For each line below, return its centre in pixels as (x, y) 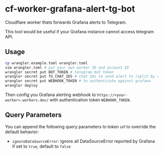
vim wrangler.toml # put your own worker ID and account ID (67, 68)
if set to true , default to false (41, 146)
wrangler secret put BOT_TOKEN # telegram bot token (59, 72)
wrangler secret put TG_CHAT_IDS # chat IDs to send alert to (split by (80, 77)
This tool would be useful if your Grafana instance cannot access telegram (80, 31)
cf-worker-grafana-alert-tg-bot (70, 9)
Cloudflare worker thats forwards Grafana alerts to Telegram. (66, 22)
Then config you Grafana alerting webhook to (50, 95)
